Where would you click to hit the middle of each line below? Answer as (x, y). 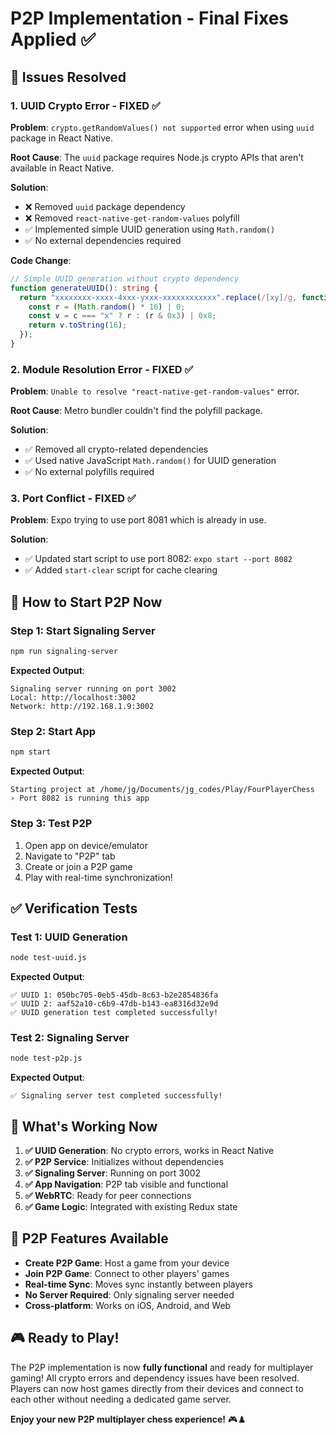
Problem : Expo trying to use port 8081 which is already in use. (138, 520)
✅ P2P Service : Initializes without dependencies (124, 1162)
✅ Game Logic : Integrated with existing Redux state (131, 1207)
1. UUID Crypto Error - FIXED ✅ (85, 105)
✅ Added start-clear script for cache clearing (121, 570)
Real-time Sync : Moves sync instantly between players (138, 1284)
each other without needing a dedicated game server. (121, 1399)
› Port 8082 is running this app (80, 798)
